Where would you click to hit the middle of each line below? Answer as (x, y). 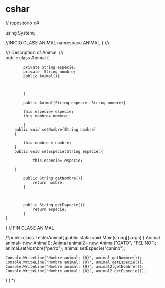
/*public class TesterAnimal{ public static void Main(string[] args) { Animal (83, 237)
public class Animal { (27, 58)
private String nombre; (50, 72)
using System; (20, 33)
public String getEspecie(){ (54, 205)
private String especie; (50, 67)
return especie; (49, 209)
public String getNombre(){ (53, 178)
